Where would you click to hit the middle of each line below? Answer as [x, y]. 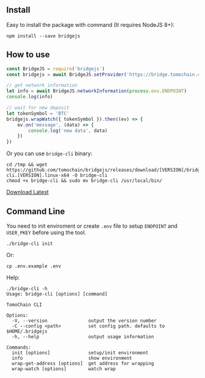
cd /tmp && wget [27, 165]
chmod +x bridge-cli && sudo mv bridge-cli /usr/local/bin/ [85, 181]
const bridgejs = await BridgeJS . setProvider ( [67, 75]
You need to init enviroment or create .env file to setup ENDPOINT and [92, 226]
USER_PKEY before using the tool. [46, 232]
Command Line [36, 211]
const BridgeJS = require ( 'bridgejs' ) [56, 69]
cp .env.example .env [34, 266]
